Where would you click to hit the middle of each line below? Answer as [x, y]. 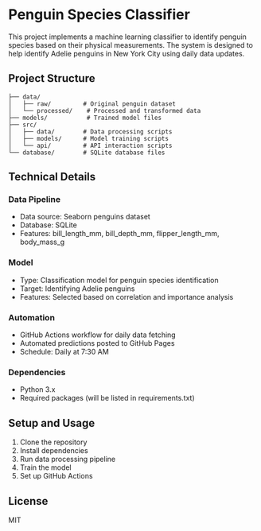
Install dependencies [54, 451]
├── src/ [23, 125]
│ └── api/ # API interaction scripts [90, 145]
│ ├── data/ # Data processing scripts [90, 132]
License [28, 501]
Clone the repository [53, 442]
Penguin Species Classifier [99, 15]
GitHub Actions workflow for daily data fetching [98, 335]
